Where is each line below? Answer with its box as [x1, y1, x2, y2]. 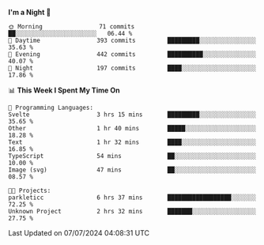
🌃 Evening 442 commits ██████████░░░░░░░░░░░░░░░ [8, 51, 257, 58]
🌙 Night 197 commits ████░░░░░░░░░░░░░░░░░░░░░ [8, 64, 257, 72]
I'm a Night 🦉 [8, 8, 51, 17]
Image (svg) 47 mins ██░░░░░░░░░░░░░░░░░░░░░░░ [8, 166, 257, 174]
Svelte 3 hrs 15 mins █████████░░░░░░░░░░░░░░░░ [8, 111, 257, 119]
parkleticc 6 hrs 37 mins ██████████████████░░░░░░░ [8, 194, 257, 202]
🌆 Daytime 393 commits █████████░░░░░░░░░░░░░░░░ [8, 36, 257, 44]
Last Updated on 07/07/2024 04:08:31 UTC [8, 228, 150, 237]
